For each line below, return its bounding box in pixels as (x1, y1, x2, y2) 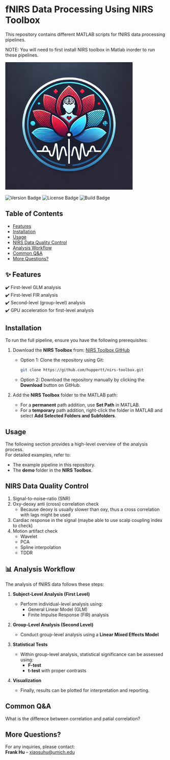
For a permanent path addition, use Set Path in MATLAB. (20, 402, 140, 408)
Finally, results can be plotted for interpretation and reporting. (20, 687, 150, 693)
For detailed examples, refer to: (5, 452, 71, 458)
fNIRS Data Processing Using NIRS (5, 4, 154, 15)
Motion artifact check (12, 528, 58, 534)
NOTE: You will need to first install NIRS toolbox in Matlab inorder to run (5, 46, 155, 53)
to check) (12, 522, 33, 529)
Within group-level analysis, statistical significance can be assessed (20, 651, 164, 657)
